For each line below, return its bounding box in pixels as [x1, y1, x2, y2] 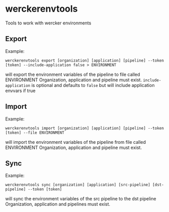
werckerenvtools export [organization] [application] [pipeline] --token [5, 58, 164, 63]
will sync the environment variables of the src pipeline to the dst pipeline [5, 196, 156, 202]
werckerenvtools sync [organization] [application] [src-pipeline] [5, 183, 151, 188]
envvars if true [5, 87, 36, 94]
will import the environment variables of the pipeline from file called [5, 139, 146, 145]
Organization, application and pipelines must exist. [5, 201, 110, 207]
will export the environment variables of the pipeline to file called [5, 71, 140, 77]
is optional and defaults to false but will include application [31, 82, 155, 88]
